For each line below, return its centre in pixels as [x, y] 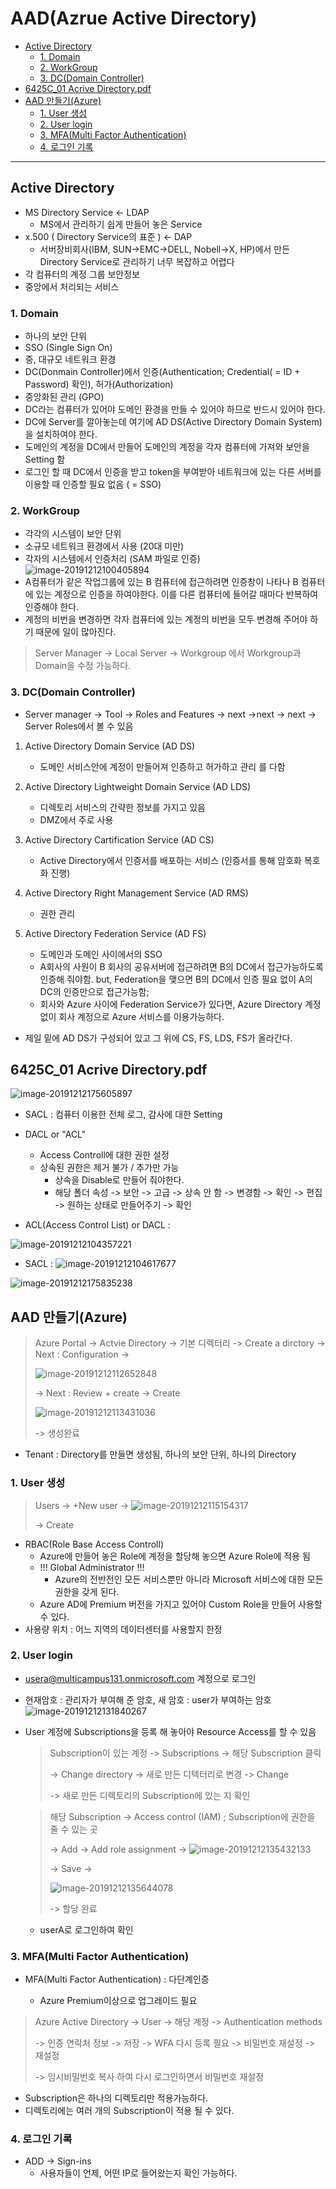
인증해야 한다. [52, 607]
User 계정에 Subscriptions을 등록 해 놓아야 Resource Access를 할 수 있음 [170, 1731]
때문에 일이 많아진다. [76, 632]
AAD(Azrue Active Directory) [134, 18]
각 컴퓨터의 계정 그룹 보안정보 [82, 274]
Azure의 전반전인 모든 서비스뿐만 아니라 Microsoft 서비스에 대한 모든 [189, 1579]
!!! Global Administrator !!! [92, 1567]
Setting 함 [45, 459]
